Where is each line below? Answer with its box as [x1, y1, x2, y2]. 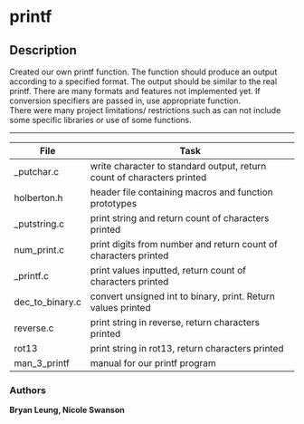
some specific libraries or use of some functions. [9, 115, 192, 125]
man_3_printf [14, 357, 71, 369]
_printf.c [14, 270, 50, 282]
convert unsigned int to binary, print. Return [90, 290, 276, 303]
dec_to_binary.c [14, 296, 81, 308]
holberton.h [14, 192, 63, 204]
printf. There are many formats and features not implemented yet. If [9, 86, 261, 96]
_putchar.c [14, 166, 60, 178]
